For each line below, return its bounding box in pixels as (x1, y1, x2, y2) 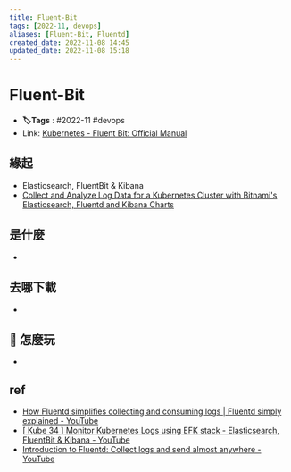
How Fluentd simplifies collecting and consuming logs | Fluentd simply (21, 406, 282, 417)
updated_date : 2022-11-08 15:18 (9, 46, 129, 55)
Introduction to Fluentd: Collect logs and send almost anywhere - (21, 444, 262, 455)
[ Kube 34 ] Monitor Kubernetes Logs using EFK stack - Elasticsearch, (21, 426, 279, 436)
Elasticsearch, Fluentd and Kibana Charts (21, 198, 174, 210)
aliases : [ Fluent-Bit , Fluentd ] (9, 29, 129, 38)
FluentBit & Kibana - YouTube (21, 434, 131, 445)
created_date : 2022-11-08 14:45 (9, 38, 129, 47)
